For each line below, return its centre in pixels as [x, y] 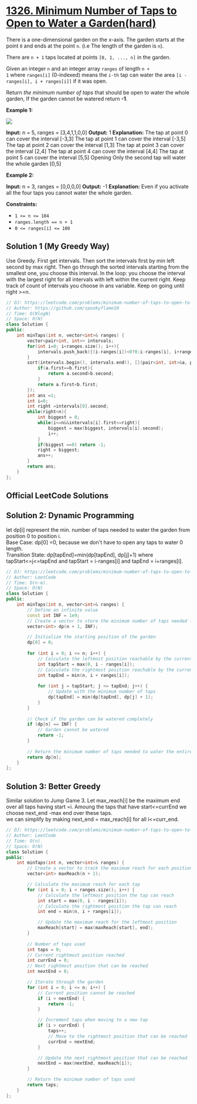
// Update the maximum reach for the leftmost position [107, 922]
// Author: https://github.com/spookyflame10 [62, 308]
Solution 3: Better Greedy [53, 786]
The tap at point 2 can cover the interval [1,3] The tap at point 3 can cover [95, 145]
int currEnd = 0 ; [48, 961]
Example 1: [20, 110]
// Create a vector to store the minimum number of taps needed [107, 621]
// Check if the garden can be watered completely [90, 719]
